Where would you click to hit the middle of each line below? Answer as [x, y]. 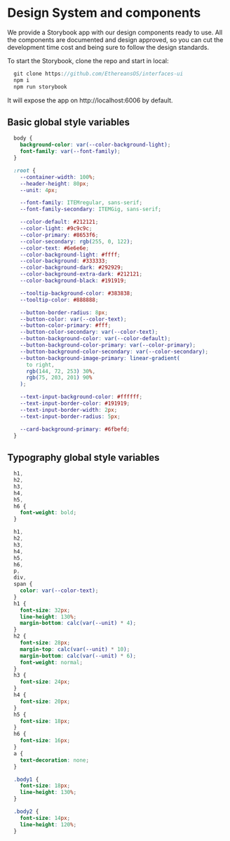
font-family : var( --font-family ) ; [70, 152]
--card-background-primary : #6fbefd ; [75, 429]
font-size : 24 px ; [45, 682]
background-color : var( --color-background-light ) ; [95, 145]
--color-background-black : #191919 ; [74, 281]
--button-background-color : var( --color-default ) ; [95, 339]
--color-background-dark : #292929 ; [72, 268]
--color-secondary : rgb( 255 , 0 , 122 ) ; [76, 241]
